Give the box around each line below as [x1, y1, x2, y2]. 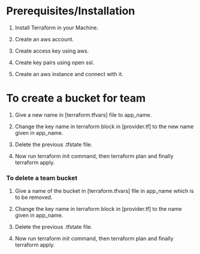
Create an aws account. [14, 35, 74, 43]
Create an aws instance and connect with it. [14, 70, 124, 77]
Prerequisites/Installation [6, 4, 135, 18]
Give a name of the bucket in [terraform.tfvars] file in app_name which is [14, 188, 194, 195]
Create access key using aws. [14, 47, 89, 55]
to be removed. [14, 193, 53, 201]
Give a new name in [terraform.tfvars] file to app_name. [14, 111, 152, 118]
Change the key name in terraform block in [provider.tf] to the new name [14, 123, 194, 130]
